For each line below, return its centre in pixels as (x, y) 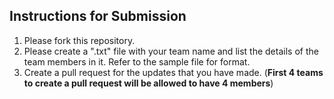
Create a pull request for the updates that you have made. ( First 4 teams (173, 72)
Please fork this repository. (79, 40)
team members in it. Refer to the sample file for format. (137, 61)
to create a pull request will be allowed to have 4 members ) (148, 83)
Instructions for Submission (98, 16)
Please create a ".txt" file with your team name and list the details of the (171, 51)
